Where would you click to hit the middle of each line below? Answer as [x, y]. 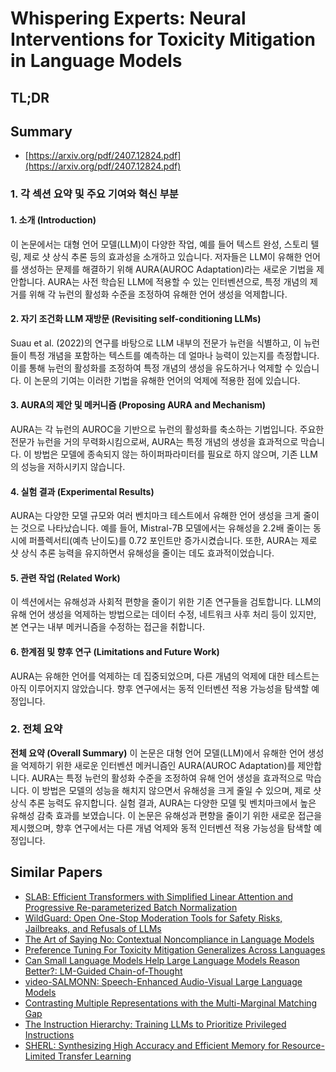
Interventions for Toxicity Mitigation [163, 39]
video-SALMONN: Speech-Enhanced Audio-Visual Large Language [163, 981]
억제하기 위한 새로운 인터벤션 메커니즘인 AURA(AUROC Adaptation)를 [158, 765]
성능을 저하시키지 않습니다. [73, 466]
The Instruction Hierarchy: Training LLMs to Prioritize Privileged [155, 1024]
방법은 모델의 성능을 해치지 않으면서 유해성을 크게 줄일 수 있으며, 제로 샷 [181, 790]
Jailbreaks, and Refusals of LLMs [93, 928]
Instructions [49, 1034]
